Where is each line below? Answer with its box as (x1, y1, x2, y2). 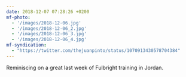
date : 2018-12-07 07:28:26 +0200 (6, 8, 90, 15)
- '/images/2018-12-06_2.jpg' (11, 25, 87, 32)
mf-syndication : (6, 42, 47, 48)
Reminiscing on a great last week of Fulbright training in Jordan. (6, 64, 163, 71)
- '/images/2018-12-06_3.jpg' (11, 31, 87, 37)
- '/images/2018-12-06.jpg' (11, 20, 82, 26)
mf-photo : (6, 14, 31, 20)
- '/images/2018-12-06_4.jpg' (11, 36, 87, 42)
